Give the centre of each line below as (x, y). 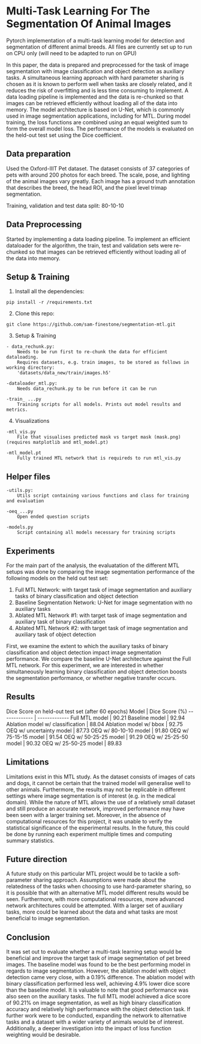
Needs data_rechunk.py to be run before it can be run (87, 389)
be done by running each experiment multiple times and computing (89, 834)
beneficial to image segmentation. (48, 918)
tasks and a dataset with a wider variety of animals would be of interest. (95, 1022)
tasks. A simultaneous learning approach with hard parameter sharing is (95, 77)
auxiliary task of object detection (55, 634)
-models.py (20, 527)
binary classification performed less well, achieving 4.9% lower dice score (98, 984)
